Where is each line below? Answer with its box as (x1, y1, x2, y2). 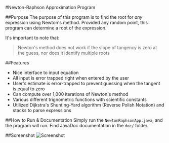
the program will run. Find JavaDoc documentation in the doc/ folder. (5, 123, 149, 128)
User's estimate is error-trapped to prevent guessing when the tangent (12, 81, 160, 86)
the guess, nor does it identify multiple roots (17, 50, 110, 56)
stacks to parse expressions (12, 108, 72, 113)
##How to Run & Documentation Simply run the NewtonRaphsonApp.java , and (5, 117, 163, 123)
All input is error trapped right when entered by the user (12, 75, 129, 81)
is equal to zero (12, 86, 45, 92)
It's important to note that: (5, 35, 60, 41)
